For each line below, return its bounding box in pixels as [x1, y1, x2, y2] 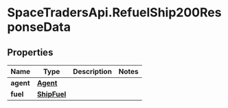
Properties [7, 46, 54, 58]
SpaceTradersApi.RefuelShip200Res [7, 5, 222, 21]
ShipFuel [36, 90, 67, 98]
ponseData [7, 19, 71, 35]
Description [73, 67, 112, 76]
